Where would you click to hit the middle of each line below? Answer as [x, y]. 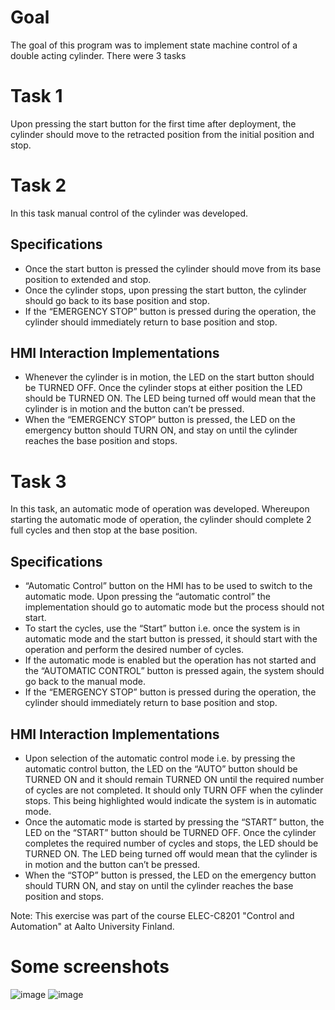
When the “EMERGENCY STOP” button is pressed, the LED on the [160, 420]
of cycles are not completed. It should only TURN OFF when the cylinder [174, 790]
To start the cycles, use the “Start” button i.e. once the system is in [162, 628]
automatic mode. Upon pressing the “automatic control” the [147, 597]
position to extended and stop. [88, 279]
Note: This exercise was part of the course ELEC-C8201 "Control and [152, 915]
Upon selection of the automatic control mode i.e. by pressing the [160, 758]
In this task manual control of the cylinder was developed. [129, 213]
